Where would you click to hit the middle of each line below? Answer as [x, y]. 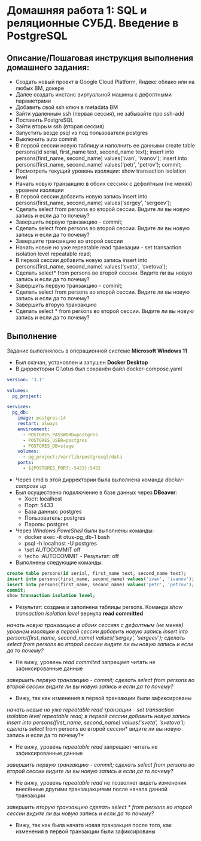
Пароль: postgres [46, 524]
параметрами [33, 101]
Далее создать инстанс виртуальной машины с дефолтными [94, 94]
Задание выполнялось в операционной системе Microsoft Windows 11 [97, 351]
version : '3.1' [26, 379]
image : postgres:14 [42, 418]
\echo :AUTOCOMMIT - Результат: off [71, 556]
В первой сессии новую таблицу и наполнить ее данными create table [105, 145]
